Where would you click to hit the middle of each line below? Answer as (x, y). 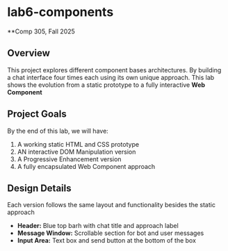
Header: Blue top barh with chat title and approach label (98, 226)
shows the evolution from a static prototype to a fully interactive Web (106, 85)
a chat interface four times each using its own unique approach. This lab (111, 77)
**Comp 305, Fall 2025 (41, 31)
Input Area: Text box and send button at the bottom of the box (107, 241)
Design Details (39, 188)
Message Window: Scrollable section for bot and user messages (111, 233)
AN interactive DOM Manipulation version (76, 152)
